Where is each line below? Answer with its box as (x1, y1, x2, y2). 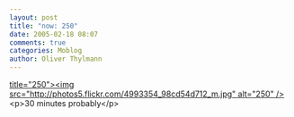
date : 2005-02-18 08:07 (9, 29, 99, 38)
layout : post (9, 13, 58, 22)
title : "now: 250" (9, 21, 78, 30)
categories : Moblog (9, 46, 83, 55)
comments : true (9, 38, 67, 47)
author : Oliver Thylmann (9, 54, 102, 63)
